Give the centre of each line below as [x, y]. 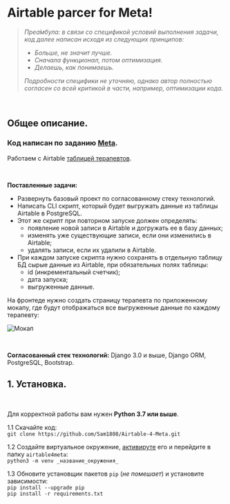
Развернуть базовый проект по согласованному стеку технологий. [116, 198]
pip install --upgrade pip [46, 488]
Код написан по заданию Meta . [63, 143]
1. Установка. [37, 385]
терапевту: [23, 315]
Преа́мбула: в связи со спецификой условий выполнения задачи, [121, 32]
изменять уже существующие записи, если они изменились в [119, 235]
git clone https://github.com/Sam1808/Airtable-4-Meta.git [94, 434]
